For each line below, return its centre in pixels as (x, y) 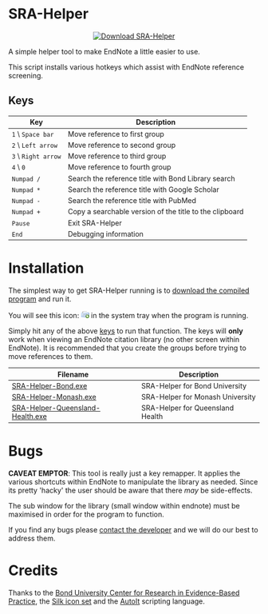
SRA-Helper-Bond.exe (49, 385)
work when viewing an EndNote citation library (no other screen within (124, 340)
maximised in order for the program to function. (87, 514)
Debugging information (105, 233)
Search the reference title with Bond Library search (151, 178)
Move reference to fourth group (119, 167)
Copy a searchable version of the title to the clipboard (156, 212)
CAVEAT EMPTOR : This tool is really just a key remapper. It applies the (124, 473)
